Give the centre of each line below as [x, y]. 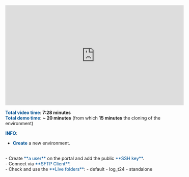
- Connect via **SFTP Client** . [38, 164]
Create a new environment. [41, 143]
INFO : [11, 133]
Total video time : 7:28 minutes [38, 112]
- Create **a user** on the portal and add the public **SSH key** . [75, 158]
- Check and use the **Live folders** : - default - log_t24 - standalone [79, 169]
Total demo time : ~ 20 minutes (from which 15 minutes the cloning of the [83, 118]
